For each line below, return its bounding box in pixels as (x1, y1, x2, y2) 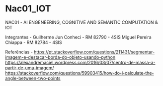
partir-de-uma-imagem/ (5, 65, 54, 71)
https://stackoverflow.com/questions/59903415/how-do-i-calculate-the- (5, 70, 154, 76)
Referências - (5, 49, 33, 55)
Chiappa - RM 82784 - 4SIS (5, 39, 62, 45)
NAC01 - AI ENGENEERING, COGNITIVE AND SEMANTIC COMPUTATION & (5, 19, 158, 25)
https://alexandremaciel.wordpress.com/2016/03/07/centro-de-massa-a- (5, 59, 156, 65)
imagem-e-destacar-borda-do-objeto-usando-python (5, 54, 116, 60)
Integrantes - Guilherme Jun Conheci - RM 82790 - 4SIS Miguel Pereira (5, 34, 152, 40)
